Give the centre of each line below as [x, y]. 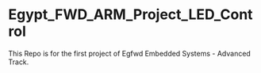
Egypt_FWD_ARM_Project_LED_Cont [130, 15]
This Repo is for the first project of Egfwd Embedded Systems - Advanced [130, 53]
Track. [19, 62]
